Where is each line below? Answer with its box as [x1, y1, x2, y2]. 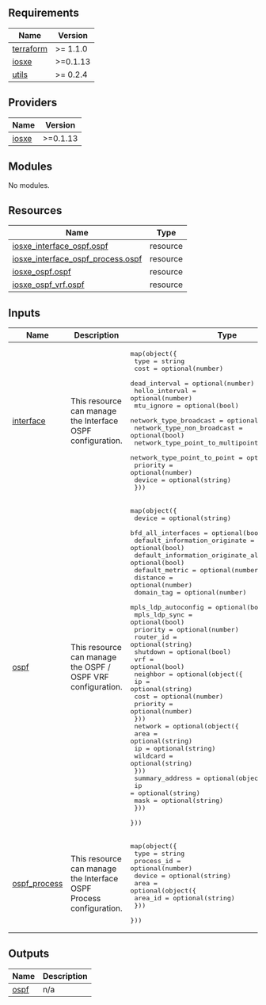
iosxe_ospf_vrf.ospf [12, 279, 85, 290]
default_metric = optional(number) [134, 566, 263, 575]
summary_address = [134, 774, 200, 783]
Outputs [8, 947, 50, 961]
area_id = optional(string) [134, 894, 235, 903]
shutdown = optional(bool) [134, 648, 232, 656]
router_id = [134, 633, 177, 641]
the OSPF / [70, 661, 111, 672]
